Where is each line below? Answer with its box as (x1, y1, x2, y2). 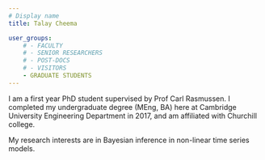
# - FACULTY (23, 41, 63, 49)
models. (8, 143, 36, 154)
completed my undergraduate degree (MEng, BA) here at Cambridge (8, 102, 237, 112)
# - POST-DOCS (23, 57, 70, 65)
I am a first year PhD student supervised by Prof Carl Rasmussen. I (8, 94, 230, 103)
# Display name (8, 11, 60, 20)
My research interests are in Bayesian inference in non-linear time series (8, 135, 250, 145)
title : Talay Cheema (8, 19, 78, 27)
